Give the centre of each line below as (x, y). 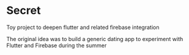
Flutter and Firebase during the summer (56, 45)
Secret (24, 11)
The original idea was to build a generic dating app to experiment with (95, 39)
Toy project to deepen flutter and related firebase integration (83, 27)
